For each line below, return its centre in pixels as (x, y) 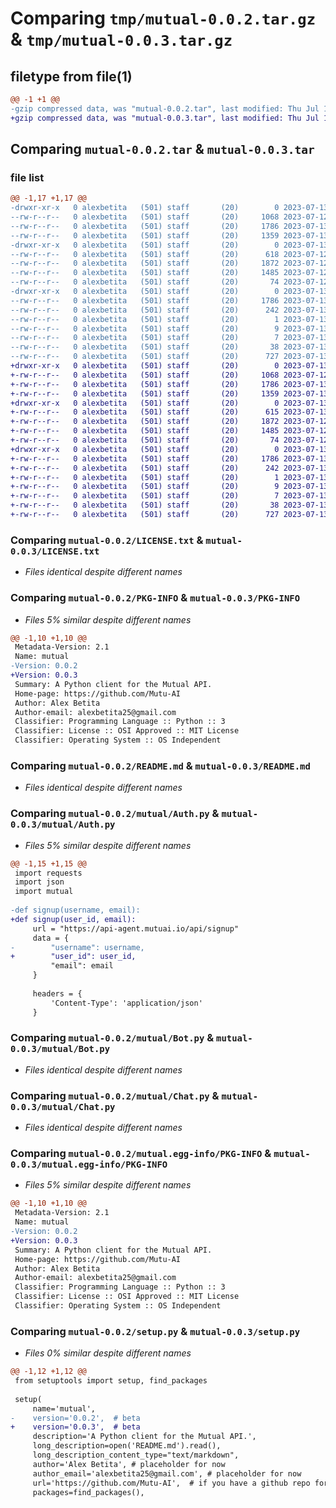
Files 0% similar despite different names (108, 1353)
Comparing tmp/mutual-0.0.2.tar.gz (163, 18)
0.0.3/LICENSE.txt (55, 551)
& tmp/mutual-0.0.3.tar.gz (121, 39)
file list (27, 177)
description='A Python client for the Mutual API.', (144, 1437)
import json (39, 882)
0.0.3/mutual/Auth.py (63, 825)
